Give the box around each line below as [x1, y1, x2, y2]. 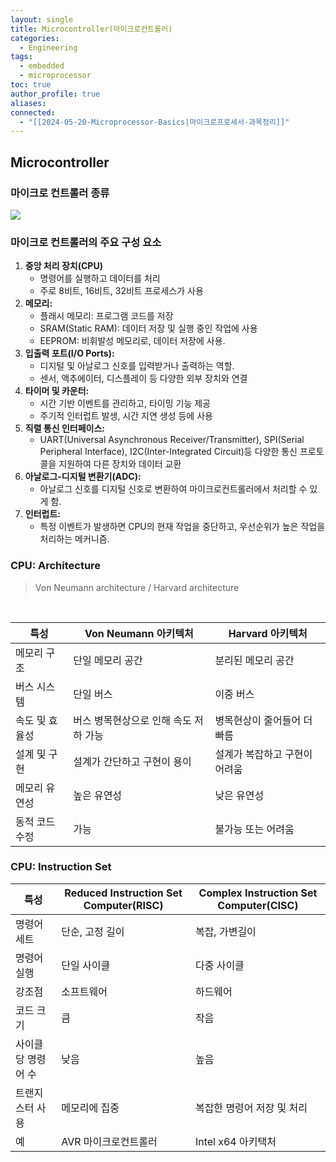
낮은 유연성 [214, 788, 265, 802]
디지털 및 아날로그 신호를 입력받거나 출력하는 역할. [39, 360, 235, 372]
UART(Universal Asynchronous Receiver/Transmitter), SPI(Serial [39, 434, 305, 446]
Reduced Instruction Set [64, 886, 183, 900]
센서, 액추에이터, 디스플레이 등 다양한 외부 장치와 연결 [39, 372, 248, 385]
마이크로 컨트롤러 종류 [10, 186, 110, 200]
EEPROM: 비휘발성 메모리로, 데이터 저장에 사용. [39, 335, 226, 347]
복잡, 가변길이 [194, 924, 257, 938]
